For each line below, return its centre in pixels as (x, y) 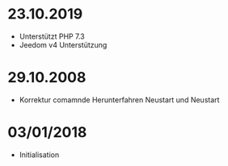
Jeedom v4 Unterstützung (63, 44)
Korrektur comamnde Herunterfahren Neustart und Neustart (119, 100)
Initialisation (39, 155)
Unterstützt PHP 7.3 (52, 36)
